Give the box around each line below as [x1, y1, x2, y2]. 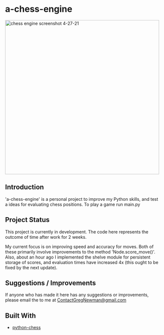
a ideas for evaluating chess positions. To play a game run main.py [5, 201, 140, 207]
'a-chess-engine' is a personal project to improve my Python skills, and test [5, 196, 159, 202]
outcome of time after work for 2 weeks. [5, 234, 87, 240]
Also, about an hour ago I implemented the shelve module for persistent [5, 254, 151, 260]
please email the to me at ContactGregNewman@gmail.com [5, 297, 127, 303]
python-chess [12, 325, 41, 331]
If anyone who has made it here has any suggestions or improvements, [5, 292, 149, 298]
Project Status [5, 216, 50, 224]
